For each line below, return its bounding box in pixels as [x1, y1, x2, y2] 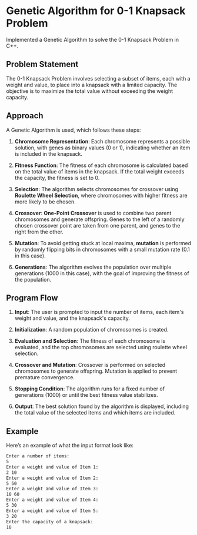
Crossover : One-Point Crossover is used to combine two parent [14, 209, 172, 216]
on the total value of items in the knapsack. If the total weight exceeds [14, 168, 185, 175]
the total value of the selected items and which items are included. [14, 409, 176, 416]
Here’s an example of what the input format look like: [6, 442, 134, 449]
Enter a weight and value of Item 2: [6, 475, 99, 481]
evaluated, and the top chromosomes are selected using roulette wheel [14, 344, 187, 351]
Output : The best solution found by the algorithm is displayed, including [14, 403, 189, 410]
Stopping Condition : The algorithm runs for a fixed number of [14, 385, 165, 392]
